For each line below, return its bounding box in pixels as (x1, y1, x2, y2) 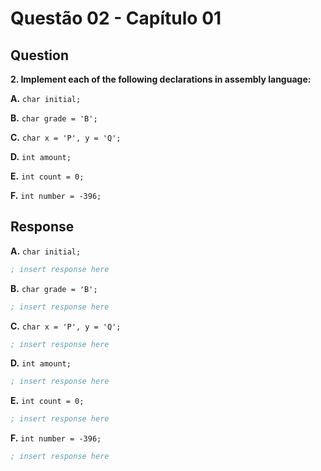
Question (10, 47, 69, 64)
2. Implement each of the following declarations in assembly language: (10, 73, 312, 85)
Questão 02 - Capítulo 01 (10, 7, 222, 30)
